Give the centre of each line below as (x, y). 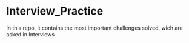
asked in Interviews (31, 34)
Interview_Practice (55, 11)
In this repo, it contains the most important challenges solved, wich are (94, 28)
